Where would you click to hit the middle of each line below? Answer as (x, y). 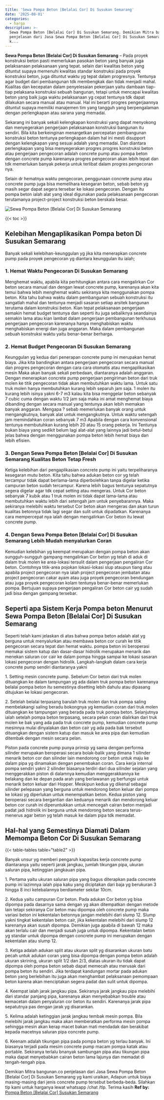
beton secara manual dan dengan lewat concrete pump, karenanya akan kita (82, 287)
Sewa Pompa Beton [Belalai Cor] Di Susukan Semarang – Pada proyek (77, 55)
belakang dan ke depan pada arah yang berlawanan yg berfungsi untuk (77, 779)
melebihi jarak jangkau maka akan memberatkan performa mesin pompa (78, 1022)
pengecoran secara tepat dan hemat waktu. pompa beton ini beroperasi (77, 646)
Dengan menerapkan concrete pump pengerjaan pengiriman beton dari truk (81, 378)
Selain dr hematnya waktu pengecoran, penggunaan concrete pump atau (79, 178)
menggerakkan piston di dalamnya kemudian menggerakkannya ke (72, 773)
